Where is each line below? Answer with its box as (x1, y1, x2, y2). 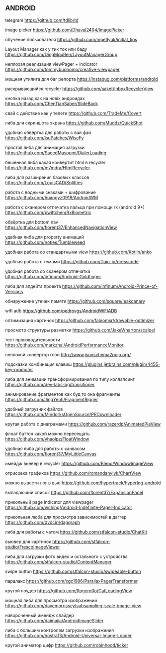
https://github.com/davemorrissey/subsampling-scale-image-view (5, 602, 142, 609)
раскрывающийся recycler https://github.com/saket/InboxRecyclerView (5, 86, 154, 92)
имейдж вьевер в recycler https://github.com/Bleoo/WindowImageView (5, 460, 154, 466)
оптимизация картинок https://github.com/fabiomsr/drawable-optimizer (5, 317, 155, 323)
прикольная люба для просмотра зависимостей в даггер (5, 514, 127, 520)
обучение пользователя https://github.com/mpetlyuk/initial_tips (5, 36, 138, 42)
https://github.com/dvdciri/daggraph (5, 519, 81, 525)
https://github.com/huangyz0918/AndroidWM (5, 194, 98, 201)
